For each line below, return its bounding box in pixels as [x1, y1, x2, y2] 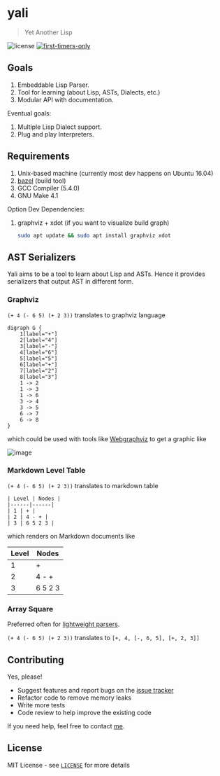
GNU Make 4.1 [17, 191, 59, 200]
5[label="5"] [20, 355, 58, 362]
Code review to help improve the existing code [17, 708, 152, 716]
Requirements [7, 151, 70, 162]
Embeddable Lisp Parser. [17, 81, 89, 89]
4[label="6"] [20, 349, 58, 356]
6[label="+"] [20, 361, 58, 368]
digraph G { [7, 324, 42, 331]
